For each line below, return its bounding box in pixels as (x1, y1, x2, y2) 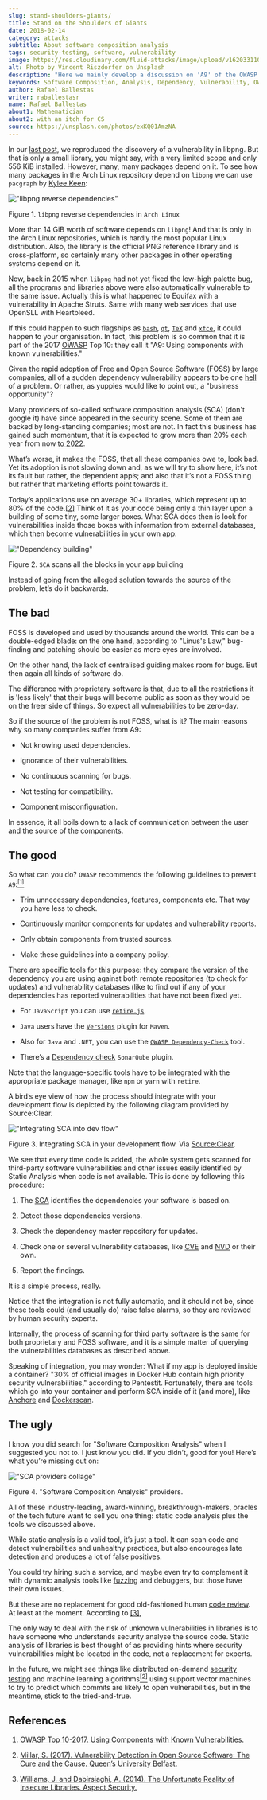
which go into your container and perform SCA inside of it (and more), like (8, 1387, 250, 1396)
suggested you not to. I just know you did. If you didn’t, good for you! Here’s (8, 1447, 257, 1457)
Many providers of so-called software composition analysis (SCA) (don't (8, 404, 245, 414)
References (8, 1713, 67, 1728)
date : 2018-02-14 (8, 26, 66, 34)
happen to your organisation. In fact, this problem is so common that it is (8, 331, 246, 341)
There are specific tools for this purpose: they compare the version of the (8, 965, 249, 975)
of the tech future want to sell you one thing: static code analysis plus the (8, 1510, 249, 1521)
